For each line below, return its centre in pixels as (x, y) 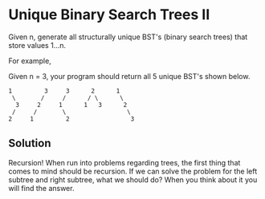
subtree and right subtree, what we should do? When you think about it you (133, 179)
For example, (30, 61)
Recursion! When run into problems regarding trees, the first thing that (124, 162)
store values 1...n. (37, 45)
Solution (30, 143)
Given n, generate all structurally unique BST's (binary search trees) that (128, 37)
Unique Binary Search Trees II (109, 15)
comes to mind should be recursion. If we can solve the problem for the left (133, 171)
